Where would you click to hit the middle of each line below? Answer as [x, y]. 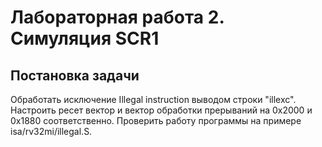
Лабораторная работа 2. [117, 17]
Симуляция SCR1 [85, 38]
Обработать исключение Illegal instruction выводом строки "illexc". [153, 99]
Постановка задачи [75, 75]
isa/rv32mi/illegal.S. [51, 131]
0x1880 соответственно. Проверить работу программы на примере [156, 120]
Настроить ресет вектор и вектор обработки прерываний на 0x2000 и [161, 110]
